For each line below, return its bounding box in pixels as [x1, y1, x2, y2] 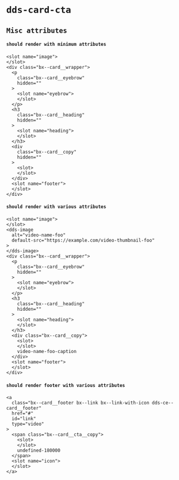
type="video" [11, 421, 45, 427]
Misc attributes [6, 26, 68, 34]
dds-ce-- [151, 400, 174, 406]
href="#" [11, 410, 34, 417]
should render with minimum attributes [6, 41, 107, 48]
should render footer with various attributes [6, 382, 125, 388]
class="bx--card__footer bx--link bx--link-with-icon [11, 400, 149, 406]
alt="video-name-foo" [11, 232, 66, 238]
